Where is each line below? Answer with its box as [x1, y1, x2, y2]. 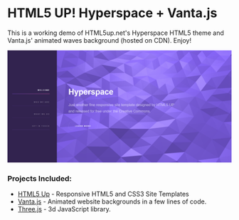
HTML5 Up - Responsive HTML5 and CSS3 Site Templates [17, 190, 190, 199]
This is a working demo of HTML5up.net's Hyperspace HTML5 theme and [7, 28, 224, 37]
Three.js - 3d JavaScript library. [17, 205, 112, 214]
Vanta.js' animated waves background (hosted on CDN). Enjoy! [7, 36, 192, 44]
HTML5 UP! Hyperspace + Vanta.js [7, 5, 218, 21]
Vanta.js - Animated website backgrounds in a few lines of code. [17, 197, 207, 206]
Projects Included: [7, 173, 73, 183]
